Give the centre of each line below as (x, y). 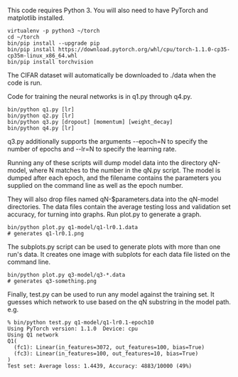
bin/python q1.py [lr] (41, 110)
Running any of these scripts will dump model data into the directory (107, 163)
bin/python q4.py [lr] (41, 128)
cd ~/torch (23, 37)
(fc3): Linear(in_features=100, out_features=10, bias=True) (106, 354)
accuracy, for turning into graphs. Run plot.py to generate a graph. (104, 214)
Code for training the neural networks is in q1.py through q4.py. (100, 96)
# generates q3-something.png (52, 281)
